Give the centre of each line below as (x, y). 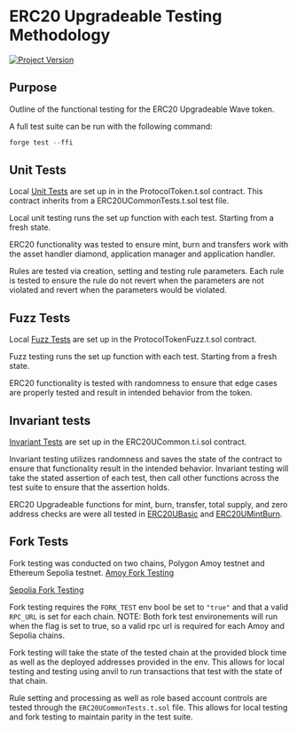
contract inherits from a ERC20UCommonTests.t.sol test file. (119, 200)
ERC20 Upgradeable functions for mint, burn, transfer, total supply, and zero (148, 505)
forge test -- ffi (41, 142)
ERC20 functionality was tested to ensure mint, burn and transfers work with (149, 245)
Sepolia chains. (37, 635)
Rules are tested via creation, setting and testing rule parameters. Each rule (147, 271)
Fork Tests (39, 542)
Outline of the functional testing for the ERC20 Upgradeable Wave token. (142, 109)
